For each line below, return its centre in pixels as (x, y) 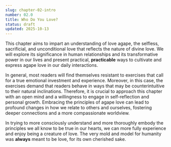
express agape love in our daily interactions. (52, 65)
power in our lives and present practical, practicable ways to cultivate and (83, 60)
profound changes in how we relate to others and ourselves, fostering (79, 108)
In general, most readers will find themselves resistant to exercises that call (84, 75)
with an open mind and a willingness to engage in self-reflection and (77, 97)
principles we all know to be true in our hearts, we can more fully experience (86, 129)
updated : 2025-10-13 (27, 29)
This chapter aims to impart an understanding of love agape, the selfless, (82, 43)
